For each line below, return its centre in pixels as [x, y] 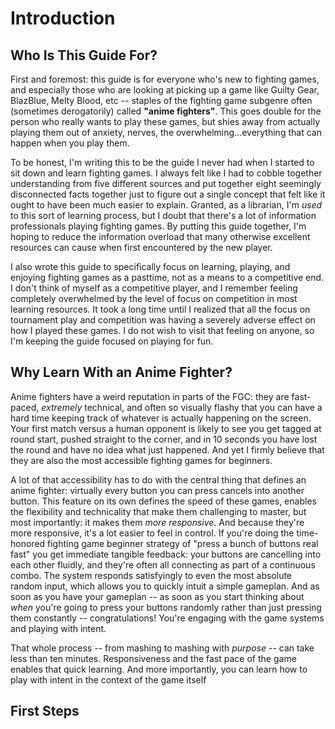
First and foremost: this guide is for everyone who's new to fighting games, [165, 79]
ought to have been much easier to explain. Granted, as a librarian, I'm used [166, 205]
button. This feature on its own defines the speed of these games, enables [163, 501]
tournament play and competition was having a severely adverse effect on [163, 320]
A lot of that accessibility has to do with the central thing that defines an [158, 479]
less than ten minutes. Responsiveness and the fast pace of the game [153, 658]
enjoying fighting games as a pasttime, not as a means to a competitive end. [167, 277]
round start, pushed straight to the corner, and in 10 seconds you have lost [164, 439]
